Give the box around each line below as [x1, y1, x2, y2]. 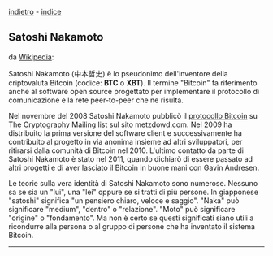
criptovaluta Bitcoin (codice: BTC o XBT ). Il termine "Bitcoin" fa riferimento [8, 77, 258, 88]
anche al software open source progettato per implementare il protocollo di [8, 86, 260, 96]
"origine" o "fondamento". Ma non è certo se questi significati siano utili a [8, 213, 254, 223]
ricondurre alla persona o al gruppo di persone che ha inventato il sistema [8, 221, 256, 231]
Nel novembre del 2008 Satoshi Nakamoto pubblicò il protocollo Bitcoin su [8, 111, 258, 120]
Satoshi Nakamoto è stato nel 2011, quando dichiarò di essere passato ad [8, 154, 253, 163]
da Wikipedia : [8, 52, 54, 62]
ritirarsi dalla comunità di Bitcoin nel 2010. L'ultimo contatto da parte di [8, 145, 244, 155]
